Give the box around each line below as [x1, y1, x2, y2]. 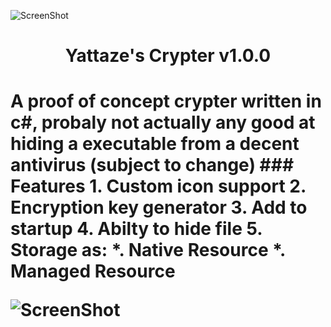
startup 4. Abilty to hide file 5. [10, 218, 263, 240]
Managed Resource [10, 260, 176, 283]
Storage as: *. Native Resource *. [10, 239, 286, 262]
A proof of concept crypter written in [10, 90, 322, 113]
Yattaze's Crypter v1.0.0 [64, 45, 272, 67]
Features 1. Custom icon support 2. [10, 175, 307, 198]
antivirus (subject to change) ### [10, 154, 295, 177]
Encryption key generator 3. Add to [10, 196, 308, 219]
